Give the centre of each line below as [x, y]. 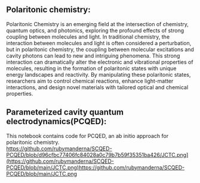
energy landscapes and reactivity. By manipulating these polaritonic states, [99, 74]
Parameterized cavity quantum [65, 112]
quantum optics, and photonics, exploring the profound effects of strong [95, 30]
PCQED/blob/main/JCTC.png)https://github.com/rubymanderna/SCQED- [96, 167]
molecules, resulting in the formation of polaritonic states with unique [91, 68]
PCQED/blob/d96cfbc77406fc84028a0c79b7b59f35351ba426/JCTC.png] [97, 154]
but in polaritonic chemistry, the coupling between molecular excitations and [100, 49]
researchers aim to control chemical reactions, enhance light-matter [90, 81]
